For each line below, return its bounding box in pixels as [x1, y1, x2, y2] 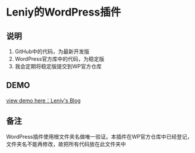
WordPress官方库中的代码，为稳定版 [14, 55, 105, 63]
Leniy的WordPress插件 [6, 5, 121, 19]
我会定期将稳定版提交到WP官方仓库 [14, 63, 102, 70]
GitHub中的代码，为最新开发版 [14, 48, 90, 55]
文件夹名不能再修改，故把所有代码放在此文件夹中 [6, 140, 126, 148]
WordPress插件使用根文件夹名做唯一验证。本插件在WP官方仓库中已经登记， [6, 133, 193, 140]
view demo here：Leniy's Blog [6, 96, 81, 104]
